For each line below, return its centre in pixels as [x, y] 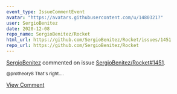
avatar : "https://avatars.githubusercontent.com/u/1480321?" [85, 17]
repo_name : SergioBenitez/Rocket [48, 34]
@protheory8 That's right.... [35, 74]
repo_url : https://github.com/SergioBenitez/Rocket [72, 46]
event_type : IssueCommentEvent [46, 12]
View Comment [25, 84]
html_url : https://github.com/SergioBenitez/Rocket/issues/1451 [89, 40]
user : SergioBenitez [32, 23]
